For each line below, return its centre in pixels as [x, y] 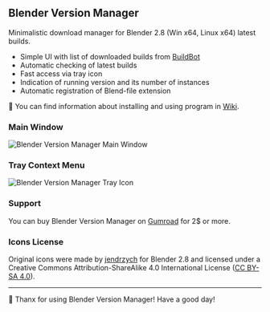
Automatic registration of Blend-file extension [95, 91]
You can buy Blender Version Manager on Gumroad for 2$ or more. [120, 221]
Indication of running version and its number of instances [115, 82]
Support [25, 204]
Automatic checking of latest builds [78, 65]
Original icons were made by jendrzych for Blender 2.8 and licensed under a [135, 259]
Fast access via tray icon [61, 73]
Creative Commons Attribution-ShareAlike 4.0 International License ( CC [127, 267]
